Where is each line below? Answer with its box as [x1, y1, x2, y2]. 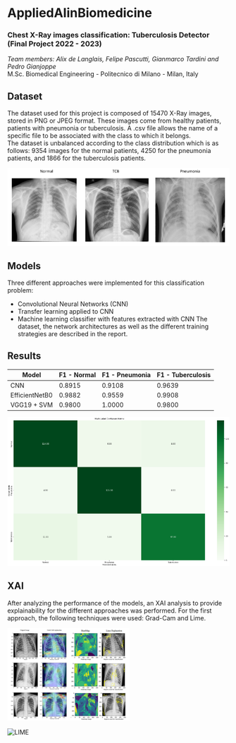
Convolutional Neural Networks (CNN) [17, 300, 129, 308]
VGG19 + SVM [10, 400, 54, 410]
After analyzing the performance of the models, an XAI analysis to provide [7, 598, 223, 607]
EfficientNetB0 [10, 391, 53, 399]
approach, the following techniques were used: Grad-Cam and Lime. [7, 613, 206, 622]
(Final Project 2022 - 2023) [7, 39, 102, 49]
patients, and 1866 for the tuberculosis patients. [7, 154, 147, 163]
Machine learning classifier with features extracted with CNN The [17, 314, 208, 323]
